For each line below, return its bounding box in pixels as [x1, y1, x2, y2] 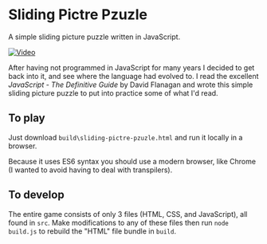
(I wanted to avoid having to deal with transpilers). [8, 165, 173, 175]
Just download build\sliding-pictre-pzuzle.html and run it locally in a [8, 132, 243, 142]
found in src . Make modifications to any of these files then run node [8, 218, 230, 227]
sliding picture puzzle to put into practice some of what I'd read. [8, 88, 218, 97]
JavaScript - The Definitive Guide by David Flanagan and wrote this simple [8, 80, 253, 89]
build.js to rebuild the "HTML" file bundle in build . [8, 226, 177, 236]
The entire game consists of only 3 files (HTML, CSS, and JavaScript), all [8, 209, 248, 218]
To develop [8, 188, 65, 202]
